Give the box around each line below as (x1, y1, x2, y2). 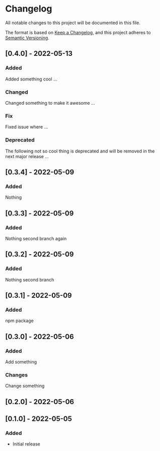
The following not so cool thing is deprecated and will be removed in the (5, 148, 155, 154)
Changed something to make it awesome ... (5, 100, 95, 106)
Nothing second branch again (5, 235, 67, 242)
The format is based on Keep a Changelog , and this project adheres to (5, 29, 151, 35)
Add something (5, 358, 37, 365)
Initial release (12, 441, 40, 447)
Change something (5, 383, 45, 389)
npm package (5, 318, 34, 324)
